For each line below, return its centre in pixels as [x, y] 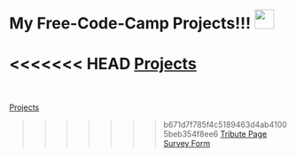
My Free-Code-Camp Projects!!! [130, 24]
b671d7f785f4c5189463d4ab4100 [226, 125]
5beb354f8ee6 [191, 134]
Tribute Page [244, 134]
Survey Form [187, 144]
